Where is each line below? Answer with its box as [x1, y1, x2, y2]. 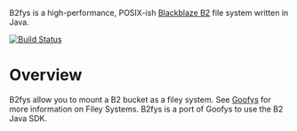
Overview [9, 65, 83, 85]
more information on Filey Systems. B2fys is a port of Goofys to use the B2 [9, 104, 284, 114]
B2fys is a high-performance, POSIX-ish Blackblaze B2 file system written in [9, 8, 289, 18]
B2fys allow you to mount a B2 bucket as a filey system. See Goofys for [9, 94, 271, 104]
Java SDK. [9, 112, 47, 123]
